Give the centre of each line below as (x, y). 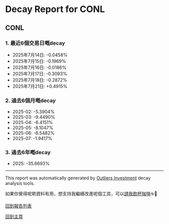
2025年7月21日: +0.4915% (40, 86)
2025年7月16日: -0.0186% (39, 67)
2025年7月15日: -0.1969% (39, 61)
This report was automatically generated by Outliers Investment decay (78, 178)
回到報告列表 (18, 206)
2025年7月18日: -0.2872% (40, 80)
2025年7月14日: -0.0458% (40, 55)
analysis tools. (20, 183)
